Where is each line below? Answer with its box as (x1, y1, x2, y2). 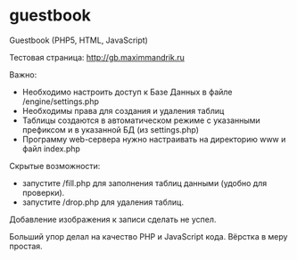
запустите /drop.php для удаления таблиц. (21, 197, 185, 207)
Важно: (9, 69, 37, 80)
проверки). (21, 187, 65, 198)
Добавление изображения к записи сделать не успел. (9, 214, 217, 224)
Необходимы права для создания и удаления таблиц (21, 105, 225, 116)
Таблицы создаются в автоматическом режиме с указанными (21, 115, 260, 126)
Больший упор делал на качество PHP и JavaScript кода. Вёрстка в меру (9, 231, 288, 241)
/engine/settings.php (21, 95, 100, 107)
